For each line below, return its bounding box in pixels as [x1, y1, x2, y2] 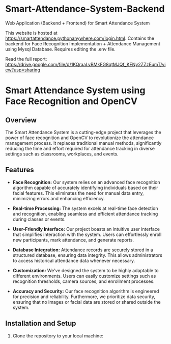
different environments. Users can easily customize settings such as [12, 273, 156, 279]
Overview [5, 116, 37, 124]
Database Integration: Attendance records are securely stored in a [12, 247, 154, 253]
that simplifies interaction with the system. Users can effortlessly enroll [12, 231, 162, 237]
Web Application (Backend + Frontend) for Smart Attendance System [5, 20, 150, 26]
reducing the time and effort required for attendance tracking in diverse [5, 145, 155, 151]
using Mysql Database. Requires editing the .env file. [5, 46, 116, 52]
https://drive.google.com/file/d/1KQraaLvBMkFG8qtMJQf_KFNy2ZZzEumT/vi [5, 61, 166, 67]
